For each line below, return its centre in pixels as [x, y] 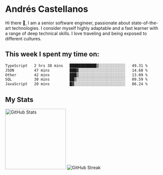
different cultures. [23, 39]
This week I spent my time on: [52, 54]
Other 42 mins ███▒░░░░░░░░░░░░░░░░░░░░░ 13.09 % [77, 75]
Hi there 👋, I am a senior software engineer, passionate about [68, 23]
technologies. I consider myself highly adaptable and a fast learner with [85, 28]
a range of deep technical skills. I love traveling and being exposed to [76, 33]
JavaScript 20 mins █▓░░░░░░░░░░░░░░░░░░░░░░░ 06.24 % [77, 84]
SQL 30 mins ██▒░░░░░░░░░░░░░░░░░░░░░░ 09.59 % [77, 80]
